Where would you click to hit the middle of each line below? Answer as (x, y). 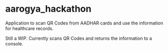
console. (15, 43)
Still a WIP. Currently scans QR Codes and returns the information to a (79, 38)
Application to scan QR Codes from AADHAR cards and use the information (84, 23)
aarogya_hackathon (48, 9)
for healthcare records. (30, 28)
